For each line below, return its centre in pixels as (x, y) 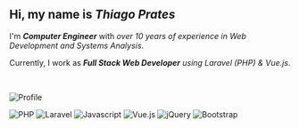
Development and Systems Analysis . (77, 45)
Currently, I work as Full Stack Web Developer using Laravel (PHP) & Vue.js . (150, 62)
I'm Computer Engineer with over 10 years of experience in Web (128, 36)
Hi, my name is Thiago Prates (92, 15)
